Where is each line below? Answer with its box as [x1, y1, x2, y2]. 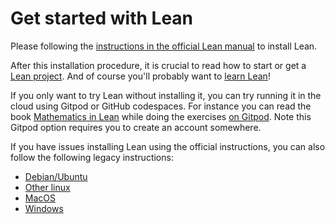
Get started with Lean [10, 7, 194, 30]
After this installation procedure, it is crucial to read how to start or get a [10, 59, 307, 71]
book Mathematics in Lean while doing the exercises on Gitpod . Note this [10, 110, 312, 122]
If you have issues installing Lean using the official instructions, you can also [10, 140, 326, 152]
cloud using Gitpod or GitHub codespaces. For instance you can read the [10, 100, 312, 112]
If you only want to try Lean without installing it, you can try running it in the [10, 89, 322, 101]
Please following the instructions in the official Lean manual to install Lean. [10, 40, 318, 52]
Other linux [24, 181, 71, 193]
